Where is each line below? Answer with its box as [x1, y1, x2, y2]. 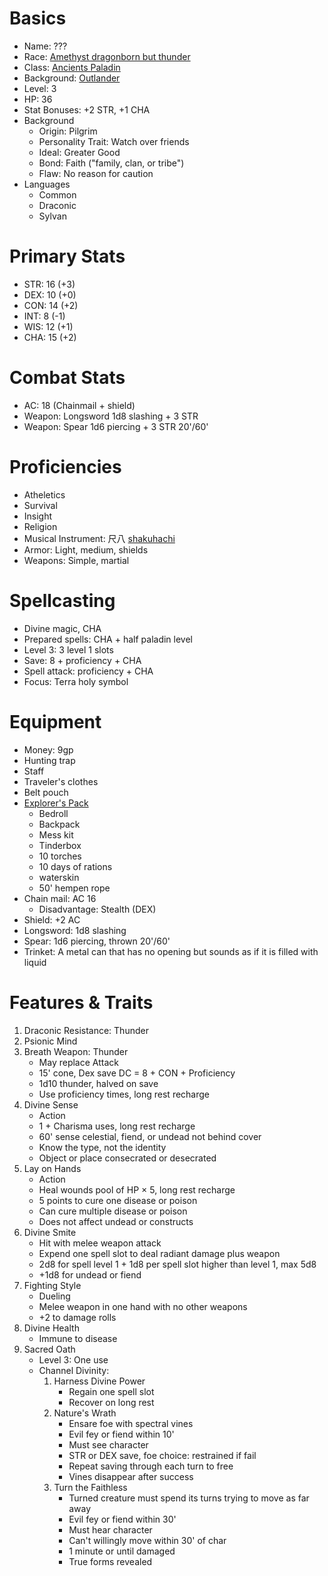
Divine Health [23, 1322, 80, 1334]
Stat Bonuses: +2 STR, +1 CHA [23, 103, 151, 116]
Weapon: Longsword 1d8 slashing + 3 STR [23, 410, 199, 422]
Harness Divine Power [53, 1375, 146, 1387]
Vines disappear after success [68, 1470, 194, 1482]
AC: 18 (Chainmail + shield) [23, 399, 136, 411]
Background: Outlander [23, 72, 121, 84]
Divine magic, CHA [23, 622, 102, 634]
